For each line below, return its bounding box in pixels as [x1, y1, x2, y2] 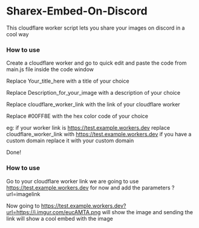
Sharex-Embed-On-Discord [6, 4, 148, 18]
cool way [6, 30, 29, 37]
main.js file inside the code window [6, 66, 94, 73]
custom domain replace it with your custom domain [6, 137, 134, 144]
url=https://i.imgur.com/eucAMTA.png [6, 208, 101, 215]
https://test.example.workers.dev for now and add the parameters [6, 184, 171, 191]
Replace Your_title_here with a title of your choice [6, 77, 129, 85]
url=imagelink [6, 190, 41, 197]
